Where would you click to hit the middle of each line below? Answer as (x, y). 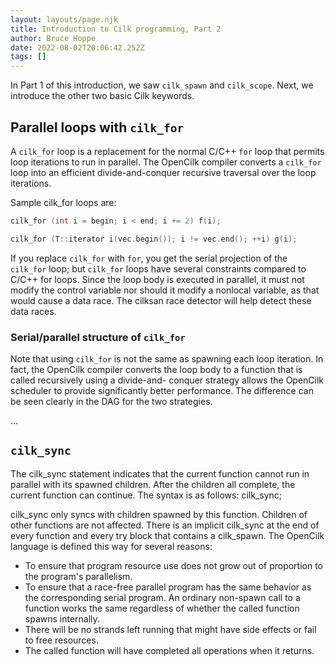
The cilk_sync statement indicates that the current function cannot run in (160, 473)
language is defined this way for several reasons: (111, 546)
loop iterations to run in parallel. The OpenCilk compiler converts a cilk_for (166, 162)
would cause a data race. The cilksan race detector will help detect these (161, 300)
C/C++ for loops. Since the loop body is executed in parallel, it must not (157, 279)
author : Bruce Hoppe (53, 38)
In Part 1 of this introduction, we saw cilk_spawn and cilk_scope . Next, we (162, 85)
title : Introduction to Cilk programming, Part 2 (116, 29)
